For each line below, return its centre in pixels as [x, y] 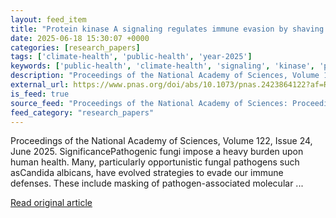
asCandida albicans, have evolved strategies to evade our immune [147, 173]
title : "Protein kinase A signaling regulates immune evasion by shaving [167, 29]
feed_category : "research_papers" [82, 112]
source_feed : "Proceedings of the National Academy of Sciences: [149, 103]
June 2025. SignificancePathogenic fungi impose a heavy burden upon [157, 152]
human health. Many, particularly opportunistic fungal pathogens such [155, 162]
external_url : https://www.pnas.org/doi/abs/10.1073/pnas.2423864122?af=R [169, 85]
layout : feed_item [48, 19]
